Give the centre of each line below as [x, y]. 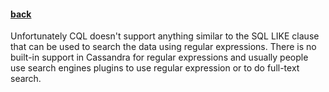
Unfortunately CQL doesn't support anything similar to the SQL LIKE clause [165, 36]
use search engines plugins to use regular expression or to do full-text [155, 68]
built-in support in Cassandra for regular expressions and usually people [159, 57]
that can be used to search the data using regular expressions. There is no [163, 47]
